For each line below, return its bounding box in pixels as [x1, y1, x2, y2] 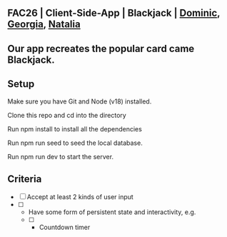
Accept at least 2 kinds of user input [26, 193, 133, 201]
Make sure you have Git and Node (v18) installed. [7, 97, 152, 106]
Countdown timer [39, 223, 91, 232]
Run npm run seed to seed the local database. [7, 138, 143, 147]
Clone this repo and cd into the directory [7, 111, 126, 119]
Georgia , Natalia [7, 19, 81, 31]
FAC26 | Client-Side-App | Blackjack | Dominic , [7, 7, 221, 19]
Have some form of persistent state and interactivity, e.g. [28, 208, 196, 216]
